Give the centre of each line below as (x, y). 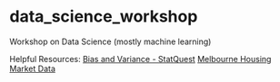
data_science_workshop (104, 17)
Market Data (33, 68)
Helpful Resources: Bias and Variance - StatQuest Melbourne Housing (140, 59)
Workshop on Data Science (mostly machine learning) (110, 41)
